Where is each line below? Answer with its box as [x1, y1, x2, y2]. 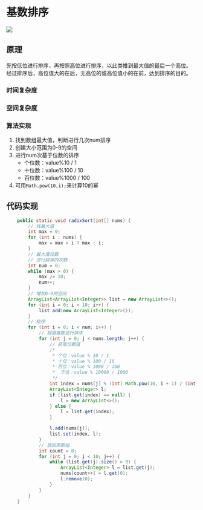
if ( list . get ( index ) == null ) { [49, 391, 131, 398]
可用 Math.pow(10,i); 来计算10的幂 [14, 181, 98, 189]
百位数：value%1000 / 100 [24, 174, 91, 181]
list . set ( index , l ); [49, 431, 101, 437]
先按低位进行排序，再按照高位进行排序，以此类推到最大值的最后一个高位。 [6, 62, 192, 69]
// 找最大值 [28, 223, 54, 229]
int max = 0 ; [28, 229, 61, 235]
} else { [49, 403, 71, 409]
